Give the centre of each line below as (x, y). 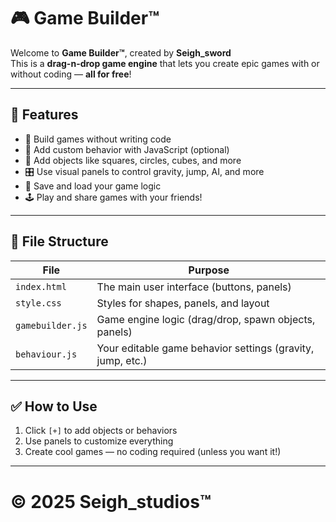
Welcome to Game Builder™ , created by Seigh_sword (121, 52)
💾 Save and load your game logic (93, 186)
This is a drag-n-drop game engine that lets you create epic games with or (165, 63)
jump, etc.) (122, 360)
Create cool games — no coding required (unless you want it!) (153, 452)
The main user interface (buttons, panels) (194, 287)
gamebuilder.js (51, 325)
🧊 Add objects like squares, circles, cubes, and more (133, 160)
